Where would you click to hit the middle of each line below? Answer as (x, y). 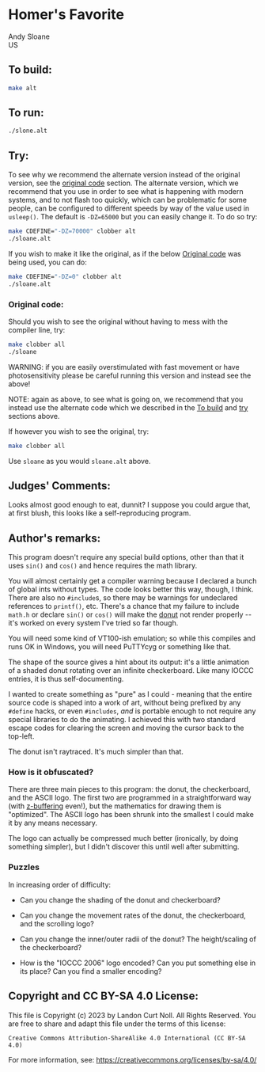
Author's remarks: (55, 538)
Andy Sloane (29, 36)
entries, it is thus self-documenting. (66, 679)
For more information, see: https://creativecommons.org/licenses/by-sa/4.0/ (132, 1059)
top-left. (21, 736)
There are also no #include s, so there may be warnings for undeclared (123, 598)
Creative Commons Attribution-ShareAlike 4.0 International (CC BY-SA (127, 1038)
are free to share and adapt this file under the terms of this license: (117, 1024)
